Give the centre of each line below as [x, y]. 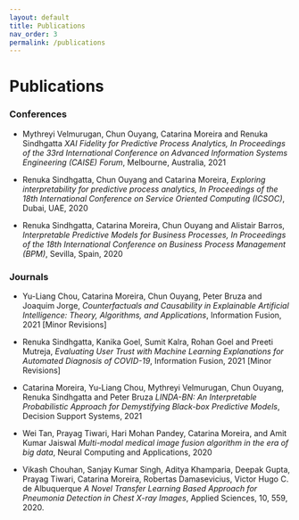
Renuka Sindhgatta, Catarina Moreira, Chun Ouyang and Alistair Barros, [154, 225]
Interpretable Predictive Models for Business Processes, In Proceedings [154, 235]
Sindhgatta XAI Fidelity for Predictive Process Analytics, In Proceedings [154, 143]
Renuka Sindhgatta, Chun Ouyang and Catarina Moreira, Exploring [144, 179]
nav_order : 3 [33, 34]
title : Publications [48, 26]
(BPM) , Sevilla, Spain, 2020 [72, 253]
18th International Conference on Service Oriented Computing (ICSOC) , [154, 198]
